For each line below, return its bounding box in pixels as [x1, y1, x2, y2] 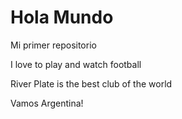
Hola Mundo [10, 6, 114, 29]
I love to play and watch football [10, 58, 142, 70]
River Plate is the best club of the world [10, 77, 173, 90]
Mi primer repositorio [10, 39, 97, 51]
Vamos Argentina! [10, 97, 84, 109]
